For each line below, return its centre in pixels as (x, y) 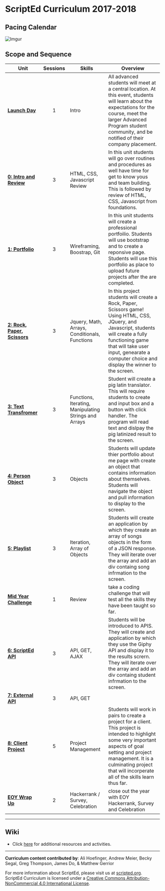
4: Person (19, 476)
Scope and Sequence (39, 54)
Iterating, (80, 403)
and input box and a (131, 403)
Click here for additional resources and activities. (62, 844)
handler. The (123, 415)
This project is (124, 727)
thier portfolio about (131, 454)
